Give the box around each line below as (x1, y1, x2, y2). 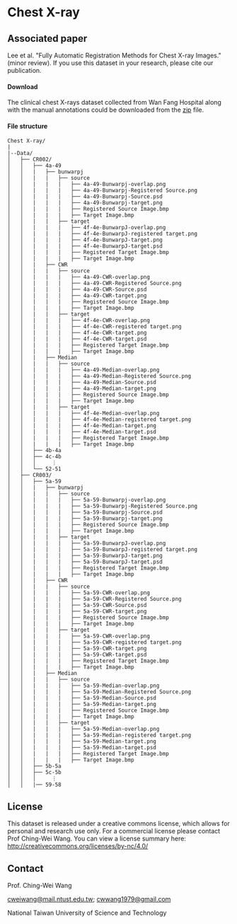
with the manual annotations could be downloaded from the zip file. (7, 105, 204, 114)
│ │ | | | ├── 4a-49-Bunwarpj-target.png (7, 200, 163, 207)
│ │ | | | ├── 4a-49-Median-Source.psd (7, 379, 157, 386)
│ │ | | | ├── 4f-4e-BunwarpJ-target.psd (7, 243, 163, 250)
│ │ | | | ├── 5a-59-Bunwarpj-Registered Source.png (7, 503, 198, 510)
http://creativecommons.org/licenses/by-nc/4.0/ (7, 842, 149, 850)
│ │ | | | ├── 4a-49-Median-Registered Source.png (7, 373, 192, 380)
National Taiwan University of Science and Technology (7, 908, 167, 917)
